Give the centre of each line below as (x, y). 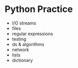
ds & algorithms (28, 44)
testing (19, 39)
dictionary (22, 60)
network (20, 49)
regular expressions (32, 33)
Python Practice (39, 9)
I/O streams (24, 23)
